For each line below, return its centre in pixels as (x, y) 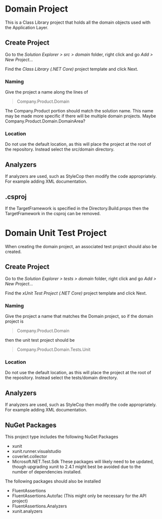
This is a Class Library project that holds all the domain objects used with (78, 22)
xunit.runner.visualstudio (37, 451)
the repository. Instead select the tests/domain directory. (61, 378)
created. (13, 252)
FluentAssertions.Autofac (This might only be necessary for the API (79, 496)
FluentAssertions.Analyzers (39, 506)
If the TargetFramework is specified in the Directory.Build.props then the (77, 208)
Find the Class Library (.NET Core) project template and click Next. (72, 69)
